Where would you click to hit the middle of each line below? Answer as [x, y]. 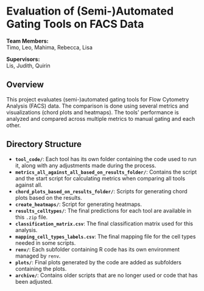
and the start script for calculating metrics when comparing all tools [100, 178]
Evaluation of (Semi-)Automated [90, 11]
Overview [25, 85]
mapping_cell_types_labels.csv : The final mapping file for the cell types [105, 236]
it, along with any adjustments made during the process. [86, 165]
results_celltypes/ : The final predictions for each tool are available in [103, 210]
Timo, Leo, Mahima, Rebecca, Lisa [49, 47]
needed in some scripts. [45, 243]
